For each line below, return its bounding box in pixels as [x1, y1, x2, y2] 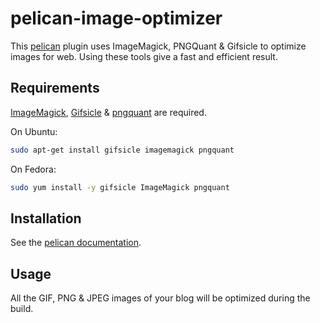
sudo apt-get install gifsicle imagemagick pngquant [10, 145, 235, 155]
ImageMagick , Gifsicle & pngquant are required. [10, 106, 207, 118]
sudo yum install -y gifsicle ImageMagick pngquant [10, 182, 230, 192]
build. [10, 303, 34, 315]
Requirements [10, 80, 100, 97]
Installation [10, 210, 82, 227]
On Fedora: [10, 163, 57, 175]
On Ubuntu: [10, 125, 58, 137]
